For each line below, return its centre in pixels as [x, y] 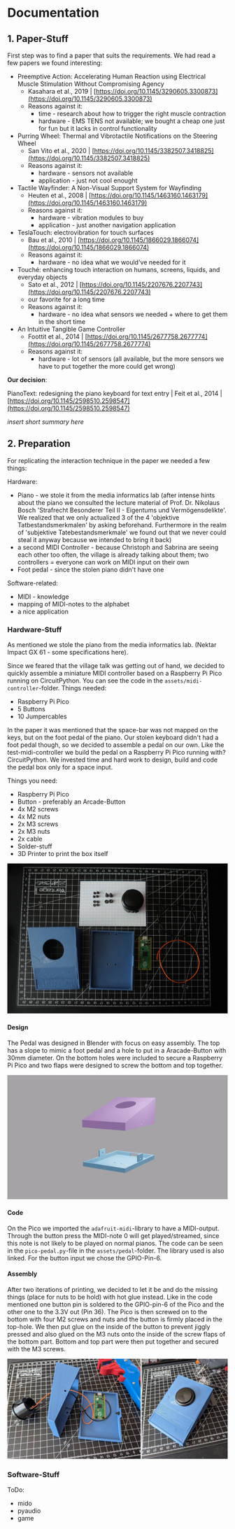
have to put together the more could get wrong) [107, 366]
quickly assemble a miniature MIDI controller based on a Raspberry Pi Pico [115, 674]
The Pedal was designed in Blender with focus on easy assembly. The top [114, 1043]
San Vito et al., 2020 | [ [61, 151]
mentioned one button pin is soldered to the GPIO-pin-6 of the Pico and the [116, 1304]
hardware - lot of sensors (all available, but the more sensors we [131, 359]
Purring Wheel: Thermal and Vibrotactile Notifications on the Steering [117, 136]
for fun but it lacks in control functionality [98, 128]
